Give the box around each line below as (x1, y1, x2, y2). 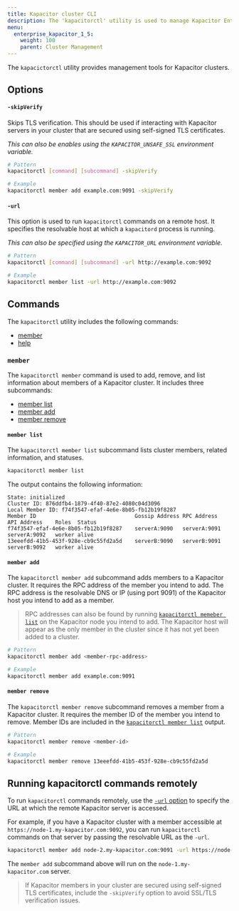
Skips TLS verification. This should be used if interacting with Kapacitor (7, 118, 217, 127)
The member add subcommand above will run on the (7, 860, 157, 868)
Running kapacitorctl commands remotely (7, 777, 198, 789)
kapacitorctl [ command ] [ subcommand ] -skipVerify (7, 168, 158, 175)
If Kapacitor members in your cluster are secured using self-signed (24, 881, 222, 890)
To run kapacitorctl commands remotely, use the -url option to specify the (7, 796, 230, 805)
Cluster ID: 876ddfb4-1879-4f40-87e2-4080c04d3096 (7, 500, 161, 507)
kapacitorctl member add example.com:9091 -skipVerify (7, 187, 174, 195)
